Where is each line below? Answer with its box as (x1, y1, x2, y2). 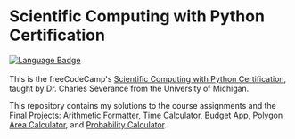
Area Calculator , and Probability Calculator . (9, 119, 168, 130)
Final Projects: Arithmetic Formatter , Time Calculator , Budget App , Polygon (9, 110, 283, 120)
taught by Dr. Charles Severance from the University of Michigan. (9, 83, 250, 94)
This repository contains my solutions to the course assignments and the (9, 100, 276, 110)
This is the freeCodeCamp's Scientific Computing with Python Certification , (9, 73, 287, 84)
